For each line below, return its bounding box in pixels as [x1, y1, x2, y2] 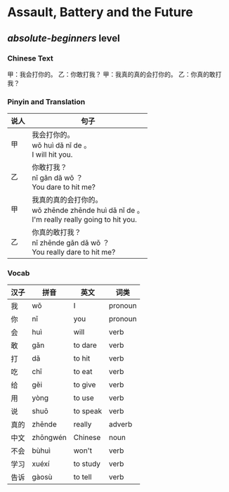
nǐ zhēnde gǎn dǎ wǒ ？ [32, 238, 110, 248]
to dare [73, 340, 97, 350]
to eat [73, 367, 93, 377]
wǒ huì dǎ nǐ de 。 [32, 141, 91, 150]
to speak [73, 406, 103, 416]
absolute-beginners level [7, 32, 121, 44]
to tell [73, 472, 92, 482]
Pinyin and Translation [7, 96, 86, 106]
